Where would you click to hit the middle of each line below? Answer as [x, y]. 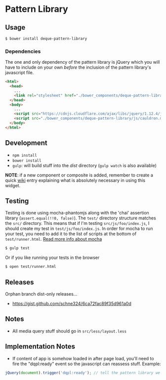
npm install [24, 155]
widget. [13, 185]
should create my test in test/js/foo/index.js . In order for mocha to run [79, 229]
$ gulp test [17, 248]
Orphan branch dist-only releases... [41, 294]
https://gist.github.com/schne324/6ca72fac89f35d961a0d [72, 303]
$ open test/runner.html [31, 267]
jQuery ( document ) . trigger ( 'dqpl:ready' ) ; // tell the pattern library [79, 373]
